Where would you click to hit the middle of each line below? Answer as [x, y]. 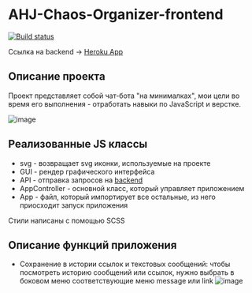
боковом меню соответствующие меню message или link [117, 281]
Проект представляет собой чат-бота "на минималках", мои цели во [124, 96]
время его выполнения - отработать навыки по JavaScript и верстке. [125, 103]
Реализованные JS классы [78, 144]
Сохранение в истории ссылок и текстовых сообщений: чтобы [125, 264]
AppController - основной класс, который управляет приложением [132, 188]
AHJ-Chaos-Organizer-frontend [116, 15]
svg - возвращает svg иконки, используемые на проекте [115, 163]
